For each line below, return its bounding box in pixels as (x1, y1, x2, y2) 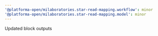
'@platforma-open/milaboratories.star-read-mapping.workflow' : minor (5, 7, 153, 12)
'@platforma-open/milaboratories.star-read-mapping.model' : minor (5, 12, 146, 17)
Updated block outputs (5, 25, 52, 31)
